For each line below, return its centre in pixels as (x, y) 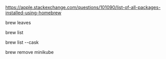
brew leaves (18, 23)
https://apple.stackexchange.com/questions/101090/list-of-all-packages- (83, 7)
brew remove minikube (30, 52)
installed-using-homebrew (33, 13)
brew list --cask (22, 42)
